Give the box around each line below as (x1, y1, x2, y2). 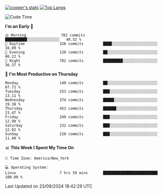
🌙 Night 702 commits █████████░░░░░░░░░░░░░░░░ (5, 58, 158, 63)
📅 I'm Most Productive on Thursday (5, 71, 78, 77)
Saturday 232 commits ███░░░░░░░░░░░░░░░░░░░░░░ (5, 123, 158, 128)
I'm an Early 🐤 (5, 23, 34, 29)
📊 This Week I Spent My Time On (5, 145, 74, 150)
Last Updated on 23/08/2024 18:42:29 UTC (5, 183, 92, 189)
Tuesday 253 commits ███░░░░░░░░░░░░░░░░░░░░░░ (5, 89, 158, 94)
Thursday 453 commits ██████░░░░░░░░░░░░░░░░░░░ (5, 106, 158, 111)
